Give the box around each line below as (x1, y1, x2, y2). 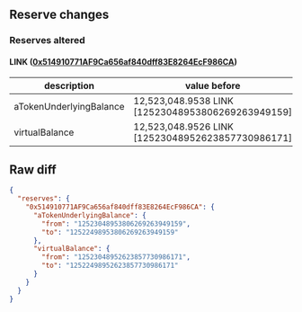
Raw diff (9, 162, 57, 177)
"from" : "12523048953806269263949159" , (41, 219, 191, 228)
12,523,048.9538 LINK (133, 94, 234, 107)
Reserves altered (9, 34, 85, 47)
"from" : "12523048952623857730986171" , (41, 253, 191, 262)
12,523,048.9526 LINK (133, 120, 234, 133)
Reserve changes (9, 7, 110, 22)
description (43, 79, 94, 92)
